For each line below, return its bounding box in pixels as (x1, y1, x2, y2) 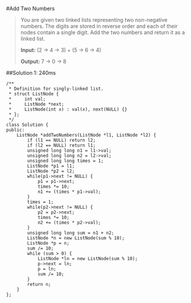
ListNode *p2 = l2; (27, 168, 75, 174)
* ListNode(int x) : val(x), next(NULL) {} (8, 106, 128, 112)
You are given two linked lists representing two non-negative (20, 16, 168, 23)
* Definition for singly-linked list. (8, 86, 104, 92)
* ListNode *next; (8, 101, 65, 107)
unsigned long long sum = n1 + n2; (27, 230, 115, 236)
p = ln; (37, 266, 57, 272)
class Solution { (6, 122, 49, 128)
